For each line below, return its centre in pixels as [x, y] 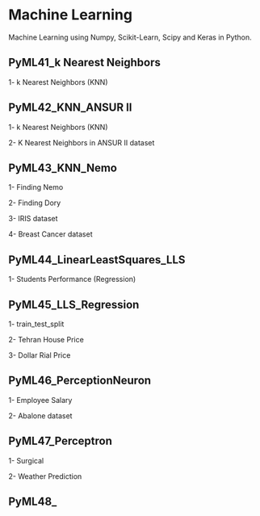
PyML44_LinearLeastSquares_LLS [97, 260]
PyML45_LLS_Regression [74, 304]
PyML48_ [33, 502]
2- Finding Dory [35, 203]
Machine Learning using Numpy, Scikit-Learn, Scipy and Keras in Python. [130, 37]
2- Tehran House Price [46, 340]
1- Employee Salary [40, 400]
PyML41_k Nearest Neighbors [85, 63]
